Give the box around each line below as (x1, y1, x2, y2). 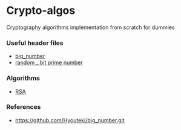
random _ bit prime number (15, 59, 83, 67)
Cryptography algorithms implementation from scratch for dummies (6, 24, 175, 31)
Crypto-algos (6, 4, 76, 18)
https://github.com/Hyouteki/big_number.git (15, 116, 125, 124)
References (6, 103, 41, 111)
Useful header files (6, 39, 64, 47)
